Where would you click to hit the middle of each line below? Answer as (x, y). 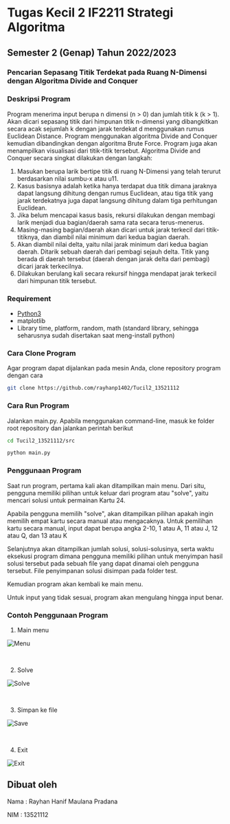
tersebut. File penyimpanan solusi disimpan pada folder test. (93, 570)
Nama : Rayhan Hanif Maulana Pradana (62, 801)
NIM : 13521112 (28, 814)
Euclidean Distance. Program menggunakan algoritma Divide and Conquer (112, 136)
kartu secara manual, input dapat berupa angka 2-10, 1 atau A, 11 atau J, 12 (113, 528)
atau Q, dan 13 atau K (37, 535)
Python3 (29, 313)
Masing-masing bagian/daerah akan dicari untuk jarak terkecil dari (111, 230)
